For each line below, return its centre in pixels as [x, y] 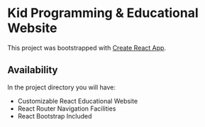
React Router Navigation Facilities [67, 109]
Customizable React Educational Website [78, 101]
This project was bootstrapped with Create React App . [87, 48]
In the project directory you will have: [61, 87]
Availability [33, 70]
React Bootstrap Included [55, 116]
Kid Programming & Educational [103, 13]
